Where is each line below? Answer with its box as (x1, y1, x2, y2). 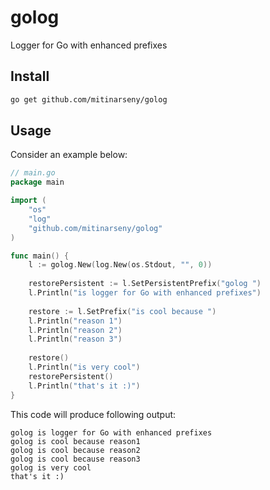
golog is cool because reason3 (10, 454, 141, 464)
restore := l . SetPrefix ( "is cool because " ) (28, 306, 217, 316)
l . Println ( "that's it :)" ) (28, 381, 141, 391)
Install (10, 68, 50, 85)
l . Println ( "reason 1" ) (28, 316, 123, 326)
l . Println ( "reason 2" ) (28, 325, 123, 335)
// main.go (10, 168, 56, 178)
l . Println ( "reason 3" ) (28, 334, 123, 345)
